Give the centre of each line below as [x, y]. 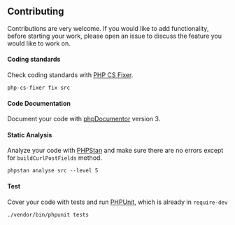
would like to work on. [39, 43]
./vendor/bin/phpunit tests [48, 214]
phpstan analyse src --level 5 [53, 171]
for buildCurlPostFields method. [55, 158]
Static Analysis [30, 135]
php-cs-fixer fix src [39, 88]
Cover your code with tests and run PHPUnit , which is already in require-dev [117, 202]
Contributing [36, 12]
